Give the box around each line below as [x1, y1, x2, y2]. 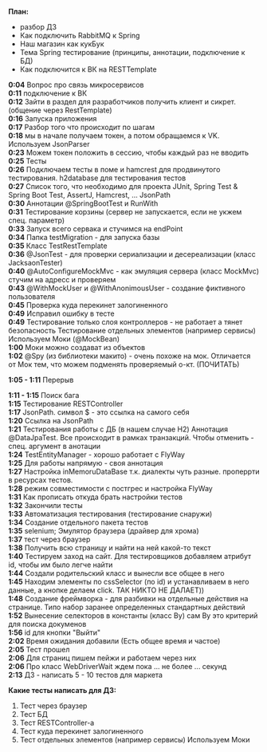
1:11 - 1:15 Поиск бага [8, 391, 80, 400]
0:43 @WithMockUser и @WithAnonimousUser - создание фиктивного [8, 283, 245, 293]
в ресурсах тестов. [8, 475, 73, 485]
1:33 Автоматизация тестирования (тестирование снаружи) [8, 510, 213, 518]
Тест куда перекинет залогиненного [19, 726, 143, 736]
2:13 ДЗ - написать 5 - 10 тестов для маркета [8, 670, 163, 679]
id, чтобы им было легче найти [8, 560, 113, 569]
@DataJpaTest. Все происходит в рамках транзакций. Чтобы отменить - [8, 433, 254, 442]
